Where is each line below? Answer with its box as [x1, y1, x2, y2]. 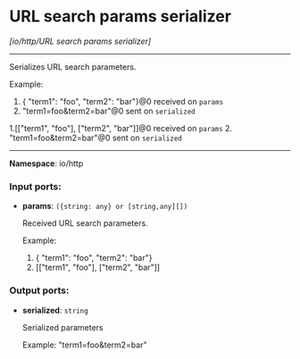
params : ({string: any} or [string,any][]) [21, 201, 188, 212]
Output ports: [9, 284, 70, 296]
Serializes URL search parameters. [9, 61, 137, 72]
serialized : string [21, 305, 89, 315]
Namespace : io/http [9, 158, 84, 169]
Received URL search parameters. [21, 218, 149, 229]
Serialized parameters [21, 321, 104, 332]
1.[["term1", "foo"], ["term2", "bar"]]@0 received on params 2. [9, 122, 233, 133]
